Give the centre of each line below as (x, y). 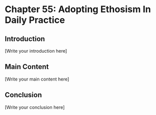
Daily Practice (35, 20)
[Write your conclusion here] (35, 107)
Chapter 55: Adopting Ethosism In (78, 9)
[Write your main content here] (37, 79)
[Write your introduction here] (36, 51)
